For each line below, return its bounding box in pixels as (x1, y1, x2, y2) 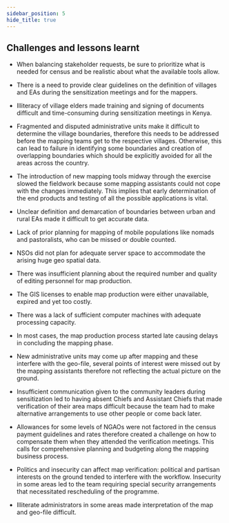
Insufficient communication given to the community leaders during (16, 387, 206, 396)
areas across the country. (16, 159, 90, 167)
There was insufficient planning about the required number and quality (16, 269, 217, 278)
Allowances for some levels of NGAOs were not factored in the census (16, 423, 217, 431)
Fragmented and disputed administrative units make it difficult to (16, 122, 200, 131)
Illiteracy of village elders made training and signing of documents (16, 101, 205, 110)
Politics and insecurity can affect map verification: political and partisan (16, 466, 220, 474)
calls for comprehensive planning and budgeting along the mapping (16, 445, 209, 453)
